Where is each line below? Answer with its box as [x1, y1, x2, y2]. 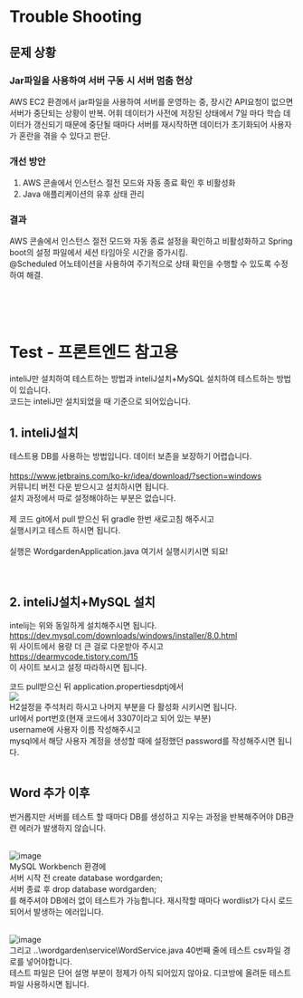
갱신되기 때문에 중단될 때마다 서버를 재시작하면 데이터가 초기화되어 [33, 119, 269, 130]
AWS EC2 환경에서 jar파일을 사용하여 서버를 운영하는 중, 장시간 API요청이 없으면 [9, 96, 294, 107]
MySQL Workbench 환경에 [9, 860, 107, 871]
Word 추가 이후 [9, 785, 90, 801]
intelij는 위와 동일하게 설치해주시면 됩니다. [9, 620, 157, 631]
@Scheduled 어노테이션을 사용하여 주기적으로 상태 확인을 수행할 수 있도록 [9, 258, 272, 269]
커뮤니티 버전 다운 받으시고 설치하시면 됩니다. [9, 482, 169, 493]
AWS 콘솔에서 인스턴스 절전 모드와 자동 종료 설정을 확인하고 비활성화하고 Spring [9, 235, 293, 246]
